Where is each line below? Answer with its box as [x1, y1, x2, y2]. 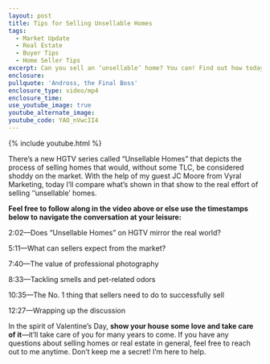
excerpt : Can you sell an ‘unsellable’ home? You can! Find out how [8, 64, 243, 72]
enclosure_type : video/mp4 [8, 86, 99, 95]
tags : [8, 27, 27, 35]
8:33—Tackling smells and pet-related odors [8, 274, 156, 284]
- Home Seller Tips [15, 57, 81, 65]
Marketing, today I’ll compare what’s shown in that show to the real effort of [8, 179, 259, 189]
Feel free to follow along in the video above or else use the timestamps [8, 203, 249, 213]
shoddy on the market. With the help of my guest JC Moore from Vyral [8, 170, 242, 181]
